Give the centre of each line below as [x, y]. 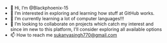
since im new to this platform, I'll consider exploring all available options [86, 29]
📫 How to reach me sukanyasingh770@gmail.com [64, 35]
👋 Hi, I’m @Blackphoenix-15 [39, 8]
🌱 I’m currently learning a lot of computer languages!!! [67, 18]
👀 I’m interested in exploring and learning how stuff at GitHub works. [82, 13]
